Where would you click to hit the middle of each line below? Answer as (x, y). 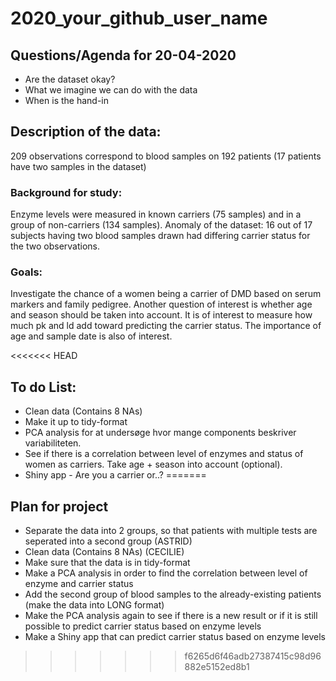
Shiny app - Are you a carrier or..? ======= (115, 475)
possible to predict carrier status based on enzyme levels (143, 626)
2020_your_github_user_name (139, 18)
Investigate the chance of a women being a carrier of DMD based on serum (166, 294)
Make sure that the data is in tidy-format (107, 563)
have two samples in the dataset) (78, 166)
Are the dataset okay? (70, 79)
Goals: (26, 272)
